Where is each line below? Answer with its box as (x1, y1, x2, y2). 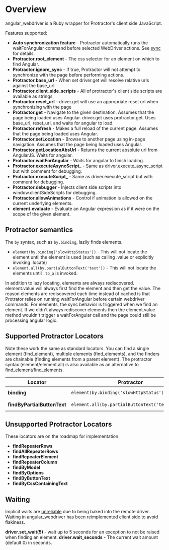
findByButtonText (12, 475, 50, 482)
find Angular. (12, 61, 39, 67)
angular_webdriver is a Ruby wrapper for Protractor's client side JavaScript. (5, 20, 162, 26)
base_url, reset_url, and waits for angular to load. (12, 120, 114, 126)
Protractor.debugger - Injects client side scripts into (12, 184, 122, 190)
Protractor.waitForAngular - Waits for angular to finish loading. (12, 157, 144, 163)
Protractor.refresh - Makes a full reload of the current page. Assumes (12, 125, 158, 131)
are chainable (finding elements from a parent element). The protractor (5, 356, 152, 362)
